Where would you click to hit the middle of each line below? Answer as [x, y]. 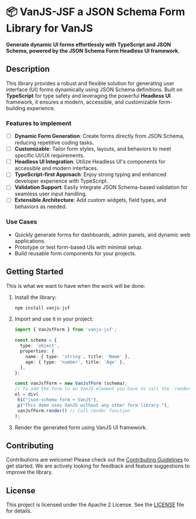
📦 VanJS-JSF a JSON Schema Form [96, 12]
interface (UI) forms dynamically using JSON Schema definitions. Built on [94, 90]
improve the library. [30, 472]
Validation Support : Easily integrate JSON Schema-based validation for [101, 187]
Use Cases [22, 222]
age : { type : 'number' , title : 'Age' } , [75, 362]
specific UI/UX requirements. [49, 156]
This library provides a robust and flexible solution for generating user [90, 83]
